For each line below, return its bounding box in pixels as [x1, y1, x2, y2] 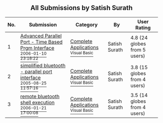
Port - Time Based [20, 38, 63, 45]
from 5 [130, 46, 146, 53]
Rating [135, 24, 151, 31]
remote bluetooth [20, 93, 60, 100]
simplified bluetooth [20, 62, 65, 69]
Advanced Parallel [20, 32, 62, 39]
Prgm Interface [20, 45, 54, 51]
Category [75, 21, 98, 28]
